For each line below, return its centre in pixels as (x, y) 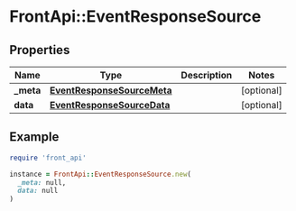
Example (34, 137)
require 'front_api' (48, 158)
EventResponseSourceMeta (111, 90)
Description (207, 75)
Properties (40, 50)
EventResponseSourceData (110, 105)
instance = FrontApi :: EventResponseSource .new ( (101, 174)
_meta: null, (42, 182)
